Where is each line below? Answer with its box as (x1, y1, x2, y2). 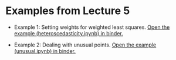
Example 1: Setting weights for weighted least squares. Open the (13, 24, 170, 31)
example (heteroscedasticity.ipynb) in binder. (13, 29, 124, 36)
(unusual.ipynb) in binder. (13, 47, 76, 54)
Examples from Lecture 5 (5, 4, 130, 18)
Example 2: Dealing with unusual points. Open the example (13, 41, 157, 48)
